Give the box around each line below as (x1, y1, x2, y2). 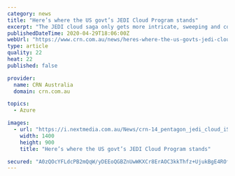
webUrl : (7, 36, 30, 43)
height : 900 (20, 139, 55, 146)
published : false (7, 62, 58, 69)
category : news (7, 10, 52, 17)
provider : (7, 75, 36, 82)
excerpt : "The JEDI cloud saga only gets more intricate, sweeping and (7, 23, 220, 30)
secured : (7, 158, 33, 165)
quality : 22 (7, 50, 42, 57)
